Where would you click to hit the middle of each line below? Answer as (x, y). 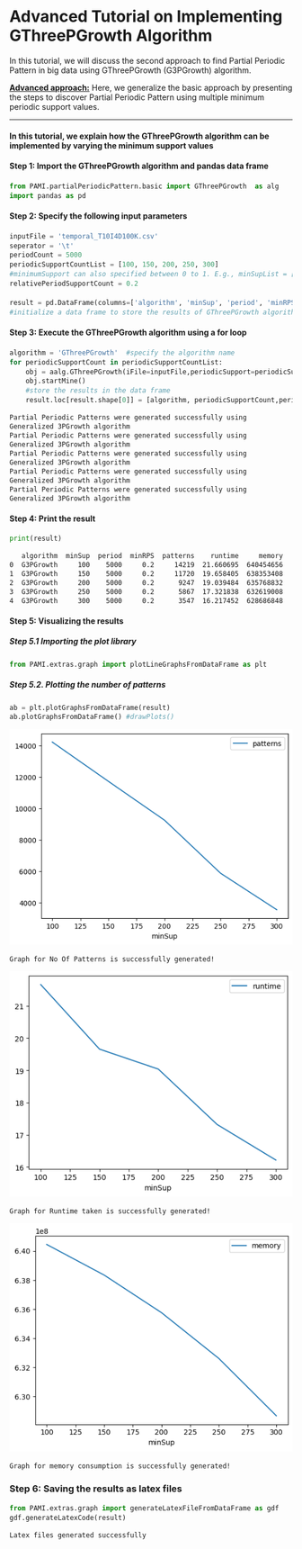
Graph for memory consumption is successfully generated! (120, 1466)
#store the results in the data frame (98, 391)
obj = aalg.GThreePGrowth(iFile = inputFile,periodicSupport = (140, 372)
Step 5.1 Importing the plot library (73, 642)
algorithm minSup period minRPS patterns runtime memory (152, 556)
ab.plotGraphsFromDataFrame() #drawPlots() (92, 717)
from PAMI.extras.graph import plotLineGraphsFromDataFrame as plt (138, 664)
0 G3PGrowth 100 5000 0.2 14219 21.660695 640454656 (146, 565)
